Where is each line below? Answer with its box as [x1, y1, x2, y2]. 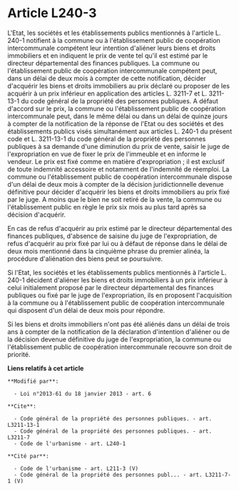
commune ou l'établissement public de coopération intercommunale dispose [7, 172, 233, 181]
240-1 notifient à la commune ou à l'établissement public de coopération [7, 36, 221, 44]
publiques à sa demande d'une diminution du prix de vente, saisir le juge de [7, 142, 230, 150]
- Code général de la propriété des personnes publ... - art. [14, 471, 203, 478]
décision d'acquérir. [7, 210, 66, 219]
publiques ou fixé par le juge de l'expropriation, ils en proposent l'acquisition [7, 291, 233, 299]
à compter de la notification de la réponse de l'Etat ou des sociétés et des [7, 119, 224, 128]
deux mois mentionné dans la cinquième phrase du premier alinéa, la [7, 247, 210, 255]
